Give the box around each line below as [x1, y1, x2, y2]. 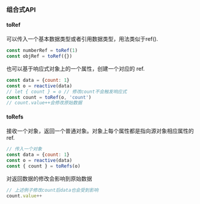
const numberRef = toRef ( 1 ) [6, 48, 78, 54]
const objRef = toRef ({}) [6, 53, 72, 59]
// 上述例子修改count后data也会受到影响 [6, 187, 99, 193]
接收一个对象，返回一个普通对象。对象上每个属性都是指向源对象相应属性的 [6, 127, 194, 135]
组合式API [6, 5, 36, 13]
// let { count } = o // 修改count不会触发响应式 [6, 89, 127, 95]
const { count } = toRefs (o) [6, 163, 81, 169]
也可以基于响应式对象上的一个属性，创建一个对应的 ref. [6, 65, 145, 72]
